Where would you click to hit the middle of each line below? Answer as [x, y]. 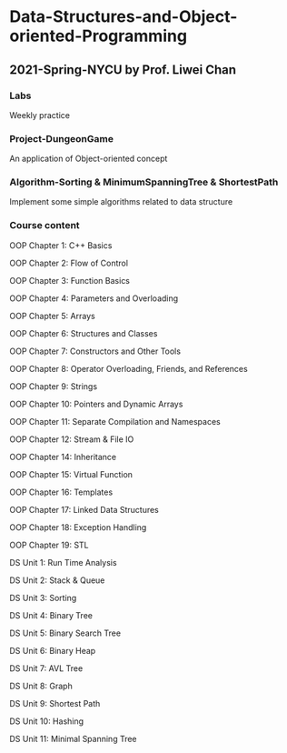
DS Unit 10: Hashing [47, 721]
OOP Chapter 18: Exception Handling [78, 527]
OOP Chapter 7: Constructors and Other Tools [95, 351]
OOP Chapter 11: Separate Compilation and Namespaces [115, 421]
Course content [45, 226]
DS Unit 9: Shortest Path [55, 703]
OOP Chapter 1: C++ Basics [61, 245]
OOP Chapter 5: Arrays [52, 316]
